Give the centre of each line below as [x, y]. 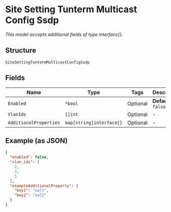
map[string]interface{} [94, 123]
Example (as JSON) [36, 141]
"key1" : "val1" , [32, 191]
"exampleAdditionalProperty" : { [44, 186]
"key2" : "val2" [31, 195]
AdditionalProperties [34, 123]
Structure [21, 50]
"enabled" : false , [30, 157]
